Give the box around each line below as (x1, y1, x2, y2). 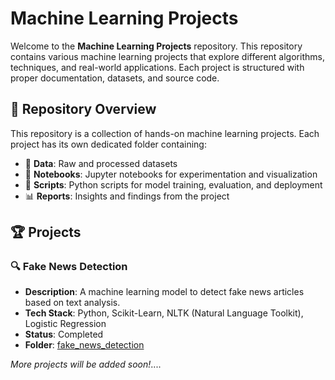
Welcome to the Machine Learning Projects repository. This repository (10, 40, 303, 52)
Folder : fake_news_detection (24, 339, 145, 351)
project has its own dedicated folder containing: (10, 138, 207, 150)
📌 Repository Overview (10, 101, 157, 118)
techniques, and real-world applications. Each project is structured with (10, 61, 305, 73)
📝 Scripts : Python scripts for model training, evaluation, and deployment (24, 178, 323, 191)
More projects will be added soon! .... (10, 358, 162, 371)
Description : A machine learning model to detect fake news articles (24, 286, 305, 298)
